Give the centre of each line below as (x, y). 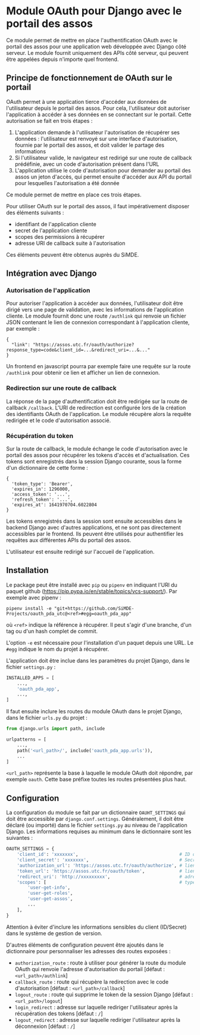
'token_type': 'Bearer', (42, 484)
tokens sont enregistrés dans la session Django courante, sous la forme (94, 461)
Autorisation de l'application (48, 291)
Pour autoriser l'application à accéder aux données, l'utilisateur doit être (95, 303)
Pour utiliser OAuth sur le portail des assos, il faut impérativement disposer (98, 206)
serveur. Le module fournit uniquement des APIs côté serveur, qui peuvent (97, 53)
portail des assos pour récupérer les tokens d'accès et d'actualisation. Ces (98, 455)
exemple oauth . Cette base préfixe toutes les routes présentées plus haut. (96, 780)
